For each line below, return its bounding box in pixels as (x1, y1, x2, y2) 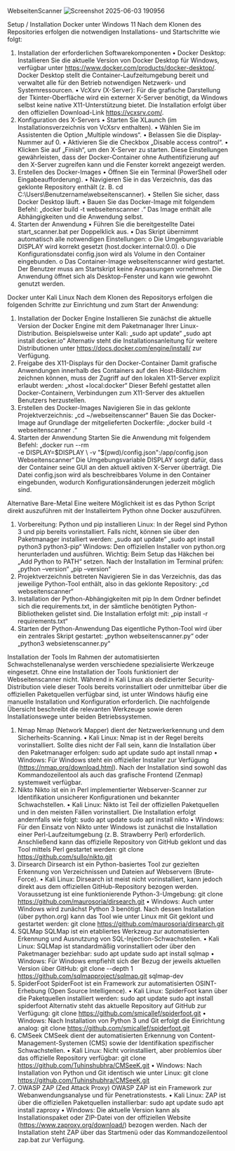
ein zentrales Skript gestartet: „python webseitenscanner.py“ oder (17, 632, 209, 640)
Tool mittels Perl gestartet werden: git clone (17, 845, 144, 853)
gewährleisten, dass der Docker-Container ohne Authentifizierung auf (17, 153, 220, 161)
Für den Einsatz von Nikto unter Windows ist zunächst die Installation (17, 823, 217, 831)
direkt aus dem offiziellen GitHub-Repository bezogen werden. (17, 883, 199, 890)
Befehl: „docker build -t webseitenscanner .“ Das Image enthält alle (17, 205, 212, 213)
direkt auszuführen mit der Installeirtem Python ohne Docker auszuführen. (7, 507, 222, 515)
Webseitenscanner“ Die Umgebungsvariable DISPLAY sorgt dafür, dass (17, 456, 224, 464)
